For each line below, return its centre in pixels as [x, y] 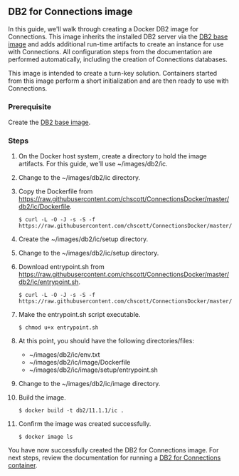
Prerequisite [30, 106]
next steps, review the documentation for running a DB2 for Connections [115, 458]
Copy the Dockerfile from [55, 191]
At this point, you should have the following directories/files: [106, 341]
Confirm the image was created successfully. [85, 424]
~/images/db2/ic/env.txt [64, 355]
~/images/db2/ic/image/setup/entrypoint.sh [94, 370]
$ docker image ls [46, 437]
